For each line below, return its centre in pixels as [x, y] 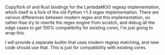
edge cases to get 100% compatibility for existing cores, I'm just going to [79, 28]
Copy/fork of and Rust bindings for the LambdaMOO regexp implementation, [82, 7]
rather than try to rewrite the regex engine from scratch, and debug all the [80, 22]
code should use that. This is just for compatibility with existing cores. [76, 47]
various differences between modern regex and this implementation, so [78, 17]
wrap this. [15, 33]
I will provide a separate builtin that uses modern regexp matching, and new [82, 42]
